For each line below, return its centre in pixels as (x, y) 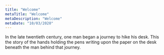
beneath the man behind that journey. (43, 47)
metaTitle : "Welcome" (27, 14)
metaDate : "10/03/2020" (29, 23)
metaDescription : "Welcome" (34, 18)
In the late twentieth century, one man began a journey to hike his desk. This (82, 37)
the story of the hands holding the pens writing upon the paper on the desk (81, 42)
